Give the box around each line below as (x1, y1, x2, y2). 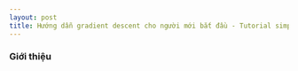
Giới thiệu (9, 51, 51, 63)
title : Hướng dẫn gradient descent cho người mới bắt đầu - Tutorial (9, 21, 272, 30)
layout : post (9, 12, 58, 22)
